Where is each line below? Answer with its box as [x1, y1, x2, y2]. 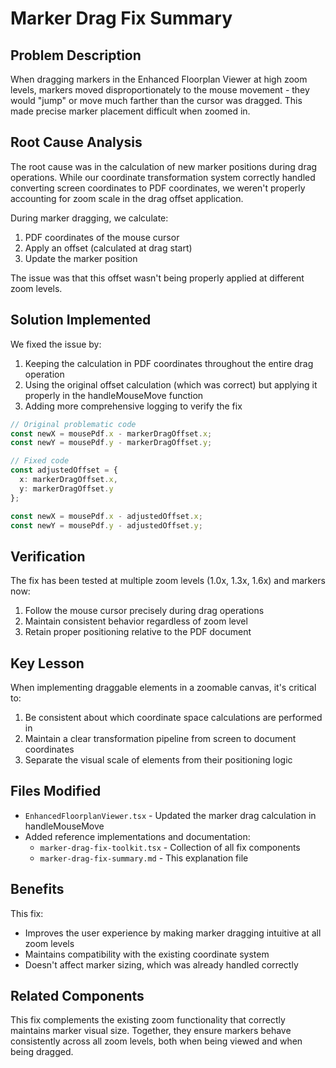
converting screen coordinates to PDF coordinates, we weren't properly [10, 182, 306, 194]
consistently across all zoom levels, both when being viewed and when [10, 1035, 303, 1047]
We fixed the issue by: [10, 338, 102, 350]
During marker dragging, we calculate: [10, 212, 169, 224]
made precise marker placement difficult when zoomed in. [10, 105, 251, 117]
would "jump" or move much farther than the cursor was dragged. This [10, 95, 303, 106]
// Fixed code [10, 456, 70, 466]
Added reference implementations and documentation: [24, 830, 251, 842]
